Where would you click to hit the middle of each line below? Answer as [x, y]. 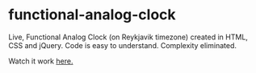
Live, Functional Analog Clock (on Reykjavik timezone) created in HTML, [128, 37]
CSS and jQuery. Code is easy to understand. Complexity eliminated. [122, 45]
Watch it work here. [41, 61]
